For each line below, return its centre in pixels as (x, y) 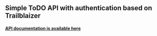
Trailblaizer (23, 16)
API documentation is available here (43, 28)
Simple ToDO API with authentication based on (79, 8)
